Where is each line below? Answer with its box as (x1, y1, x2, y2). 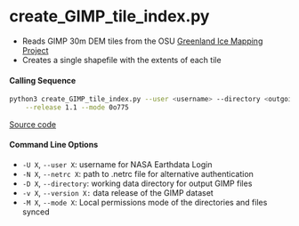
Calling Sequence (9, 75, 77, 85)
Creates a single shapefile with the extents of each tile (21, 54, 222, 65)
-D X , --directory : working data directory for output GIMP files (21, 178, 253, 189)
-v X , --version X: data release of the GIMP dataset (21, 188, 214, 198)
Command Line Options (9, 140, 99, 150)
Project (21, 44, 49, 55)
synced (21, 206, 51, 217)
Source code (9, 118, 56, 130)
